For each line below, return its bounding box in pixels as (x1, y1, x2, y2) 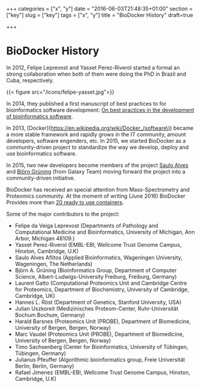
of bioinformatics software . (6, 112, 73, 120)
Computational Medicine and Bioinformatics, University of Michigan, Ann (14, 228, 195, 235)
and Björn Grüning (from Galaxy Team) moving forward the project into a (6, 168, 186, 175)
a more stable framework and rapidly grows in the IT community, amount (6, 130, 186, 138)
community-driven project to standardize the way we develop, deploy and (6, 144, 189, 151)
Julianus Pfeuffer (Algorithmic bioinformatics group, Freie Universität (14, 356, 185, 363)
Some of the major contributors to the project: (6, 210, 120, 217)
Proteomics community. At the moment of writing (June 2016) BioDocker (6, 192, 186, 199)
